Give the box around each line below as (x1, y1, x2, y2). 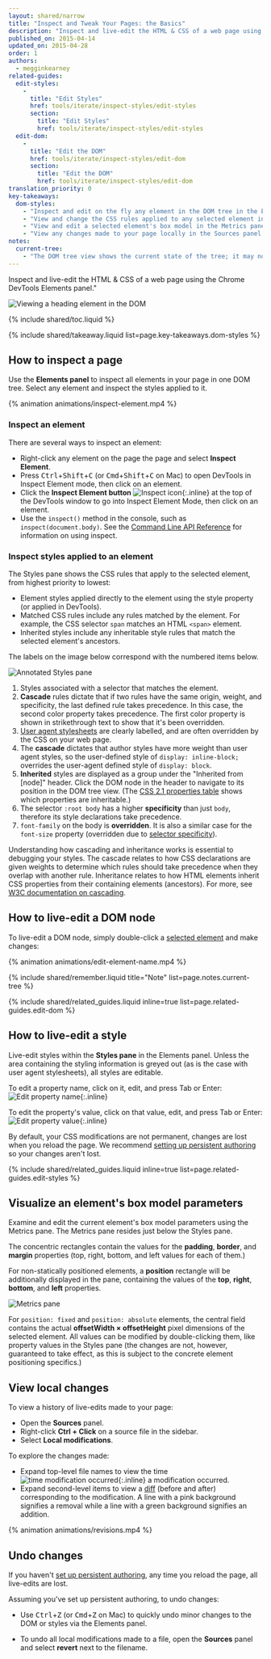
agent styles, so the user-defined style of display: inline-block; (19, 752, 240, 762)
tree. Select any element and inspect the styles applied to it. (8, 383, 207, 393)
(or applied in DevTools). (19, 602, 102, 612)
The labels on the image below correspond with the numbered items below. (8, 652, 259, 662)
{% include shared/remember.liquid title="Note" (8, 972, 168, 982)
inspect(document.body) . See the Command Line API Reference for (19, 522, 243, 532)
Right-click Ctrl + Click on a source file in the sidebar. (19, 1427, 199, 1437)
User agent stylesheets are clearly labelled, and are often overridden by (19, 726, 260, 736)
